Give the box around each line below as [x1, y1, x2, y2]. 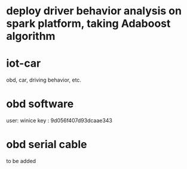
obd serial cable [6, 138, 87, 151]
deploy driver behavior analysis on [6, 4, 182, 18]
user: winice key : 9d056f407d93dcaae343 [6, 117, 112, 124]
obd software [6, 97, 74, 111]
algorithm [6, 30, 56, 43]
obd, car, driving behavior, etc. [6, 76, 82, 84]
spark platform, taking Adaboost [6, 17, 171, 30]
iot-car [6, 57, 41, 70]
